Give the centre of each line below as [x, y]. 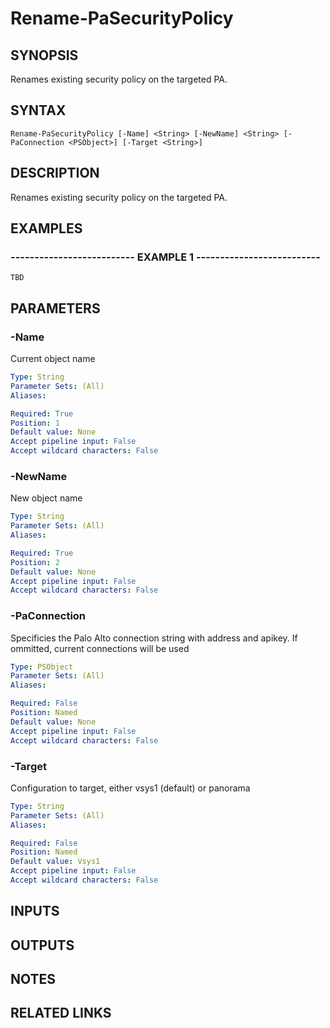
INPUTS [35, 911]
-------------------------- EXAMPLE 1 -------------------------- [165, 257]
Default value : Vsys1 [55, 862]
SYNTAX [38, 110]
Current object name [53, 358]
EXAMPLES [46, 228]
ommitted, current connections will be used [100, 648]
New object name [46, 498]
